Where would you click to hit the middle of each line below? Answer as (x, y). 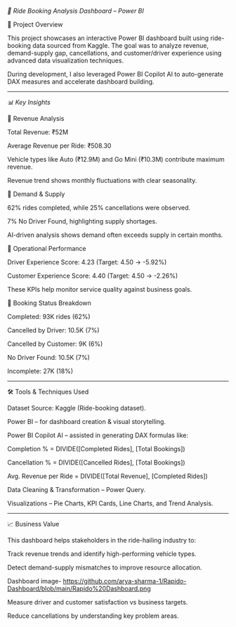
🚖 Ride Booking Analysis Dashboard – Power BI (76, 11)
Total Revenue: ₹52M (38, 132)
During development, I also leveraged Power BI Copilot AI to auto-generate (115, 74)
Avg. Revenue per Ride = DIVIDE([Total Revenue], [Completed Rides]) (108, 476)
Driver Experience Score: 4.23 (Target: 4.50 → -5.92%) (87, 262)
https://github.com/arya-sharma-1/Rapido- (125, 581)
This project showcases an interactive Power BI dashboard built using (108, 38)
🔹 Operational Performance (47, 248)
